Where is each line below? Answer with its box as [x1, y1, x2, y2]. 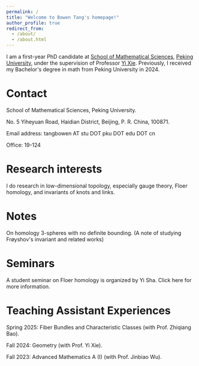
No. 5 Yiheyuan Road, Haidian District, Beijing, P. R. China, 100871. [6, 118, 170, 125]
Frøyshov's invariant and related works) [6, 235, 104, 243]
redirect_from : [6, 25, 44, 32]
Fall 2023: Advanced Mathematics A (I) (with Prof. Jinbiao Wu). [6, 353, 162, 360]
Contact [6, 87, 47, 101]
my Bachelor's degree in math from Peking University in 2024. [6, 66, 160, 72]
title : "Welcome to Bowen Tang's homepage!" [6, 14, 119, 20]
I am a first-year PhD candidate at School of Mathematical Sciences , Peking [6, 53, 194, 60]
